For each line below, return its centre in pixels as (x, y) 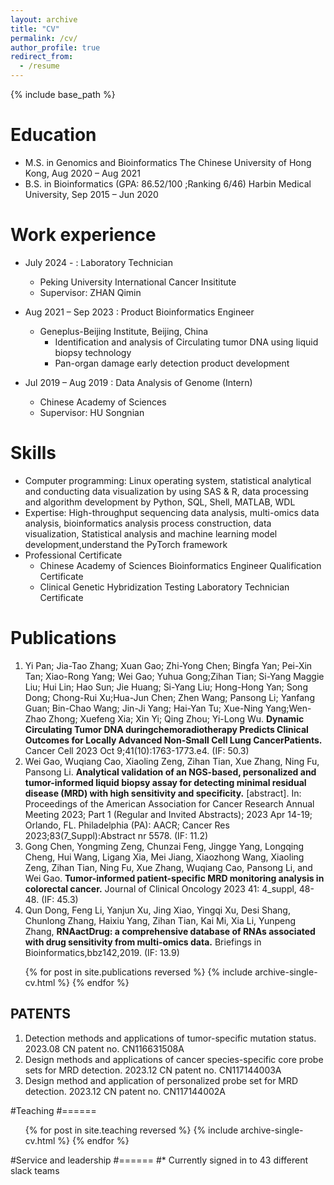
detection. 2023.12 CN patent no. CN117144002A (125, 1091)
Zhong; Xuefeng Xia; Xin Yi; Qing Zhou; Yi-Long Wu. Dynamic (176, 718)
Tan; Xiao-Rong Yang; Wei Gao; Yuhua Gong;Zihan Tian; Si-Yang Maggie (174, 676)
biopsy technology (93, 352)
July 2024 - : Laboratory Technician (98, 262)
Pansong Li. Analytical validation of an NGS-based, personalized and (170, 772)
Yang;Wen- (288, 708)
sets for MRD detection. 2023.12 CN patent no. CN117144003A (153, 1070)
